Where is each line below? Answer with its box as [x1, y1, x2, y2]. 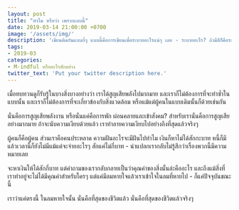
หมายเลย [7, 150, 28, 158]
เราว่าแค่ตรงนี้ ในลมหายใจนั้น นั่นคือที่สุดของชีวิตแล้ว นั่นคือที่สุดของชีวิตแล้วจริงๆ [7, 194, 194, 202]
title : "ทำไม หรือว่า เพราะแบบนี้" [7, 17, 89, 24]
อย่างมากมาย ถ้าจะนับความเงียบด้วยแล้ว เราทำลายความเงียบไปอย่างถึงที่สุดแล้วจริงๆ [7, 119, 199, 128]
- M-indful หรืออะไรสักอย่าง [7, 63, 76, 70]
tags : [7, 43, 23, 50]
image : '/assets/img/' [7, 30, 75, 38]
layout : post [7, 10, 46, 18]
